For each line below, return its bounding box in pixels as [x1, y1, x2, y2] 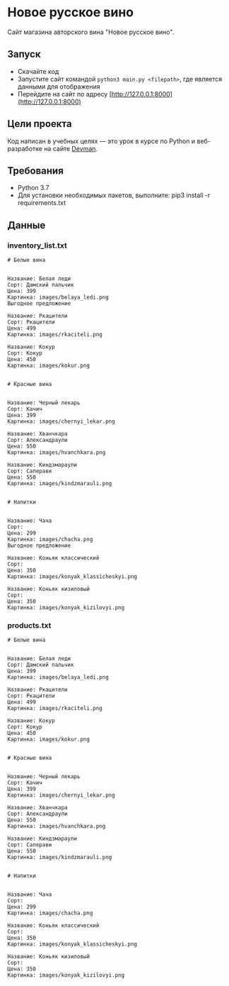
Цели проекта [7, 118, 72, 130]
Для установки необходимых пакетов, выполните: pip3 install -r [17, 191, 211, 199]
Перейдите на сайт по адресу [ [17, 89, 112, 98]
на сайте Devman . [43, 144, 98, 153]
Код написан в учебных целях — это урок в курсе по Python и [7, 136, 196, 145]
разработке [7, 144, 42, 153]
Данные [7, 219, 46, 231]
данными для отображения [17, 82, 100, 91]
